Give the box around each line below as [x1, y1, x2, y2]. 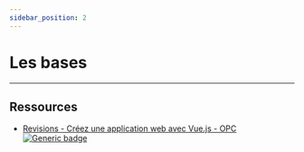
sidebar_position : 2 [9, 13, 88, 23]
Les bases [9, 52, 88, 72]
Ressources [9, 99, 79, 114]
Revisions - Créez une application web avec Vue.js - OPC [22, 123, 237, 134]
